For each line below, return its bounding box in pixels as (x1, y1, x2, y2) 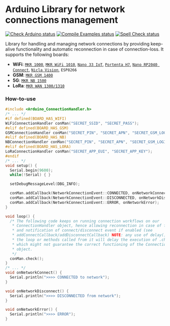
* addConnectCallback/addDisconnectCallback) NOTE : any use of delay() (12, 233, 166, 238)
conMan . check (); (10, 256, 44, 261)
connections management (5, 14, 118, 26)
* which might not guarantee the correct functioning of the (12, 242, 144, 247)
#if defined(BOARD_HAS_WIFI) (5, 116, 67, 121)
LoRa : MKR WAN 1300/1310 (12, 82, 65, 89)
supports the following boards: (5, 51, 69, 58)
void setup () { (5, 163, 37, 168)
